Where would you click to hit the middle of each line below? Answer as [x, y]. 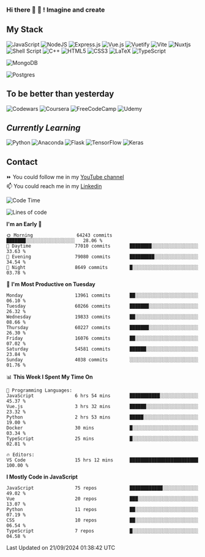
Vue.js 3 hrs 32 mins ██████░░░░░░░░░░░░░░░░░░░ [102, 407]
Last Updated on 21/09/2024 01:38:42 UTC [61, 548]
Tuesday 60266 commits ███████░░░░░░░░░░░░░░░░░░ [102, 306]
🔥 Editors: [20, 455]
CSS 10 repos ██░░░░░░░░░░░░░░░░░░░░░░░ [102, 520]
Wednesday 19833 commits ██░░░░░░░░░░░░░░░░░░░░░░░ [102, 317]
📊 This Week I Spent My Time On [50, 377]
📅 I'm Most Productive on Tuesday [51, 284]
